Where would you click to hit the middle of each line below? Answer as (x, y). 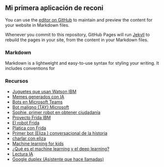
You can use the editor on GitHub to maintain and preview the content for (79, 20)
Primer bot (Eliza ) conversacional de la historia (60, 133)
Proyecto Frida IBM (32, 118)
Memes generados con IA (38, 97)
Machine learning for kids (38, 143)
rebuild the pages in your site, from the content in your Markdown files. (77, 40)
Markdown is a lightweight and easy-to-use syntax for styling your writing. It (82, 63)
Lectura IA (23, 154)
